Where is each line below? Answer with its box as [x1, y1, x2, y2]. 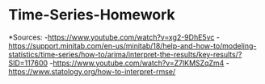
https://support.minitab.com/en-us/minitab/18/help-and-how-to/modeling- [8, 40, 257, 50]
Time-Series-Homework [8, 6, 175, 24]
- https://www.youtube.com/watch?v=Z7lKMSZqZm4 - [49, 58, 230, 68]
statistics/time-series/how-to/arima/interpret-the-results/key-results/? [8, 49, 242, 59]
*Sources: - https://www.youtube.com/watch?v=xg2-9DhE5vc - [8, 32, 221, 42]
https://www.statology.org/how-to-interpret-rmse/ [8, 66, 176, 76]
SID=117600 [8, 58, 48, 68]
